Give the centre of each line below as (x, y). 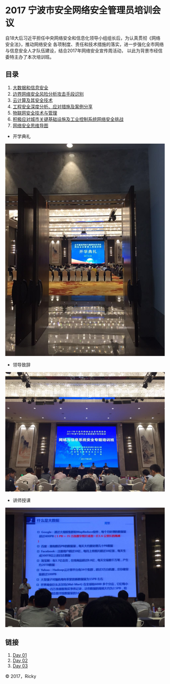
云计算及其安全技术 (33, 100)
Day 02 (20, 660)
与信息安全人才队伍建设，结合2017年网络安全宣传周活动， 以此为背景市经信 (84, 51)
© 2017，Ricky (21, 676)
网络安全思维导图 (30, 125)
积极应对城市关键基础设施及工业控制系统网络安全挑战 (68, 119)
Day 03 (20, 666)
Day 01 (19, 655)
